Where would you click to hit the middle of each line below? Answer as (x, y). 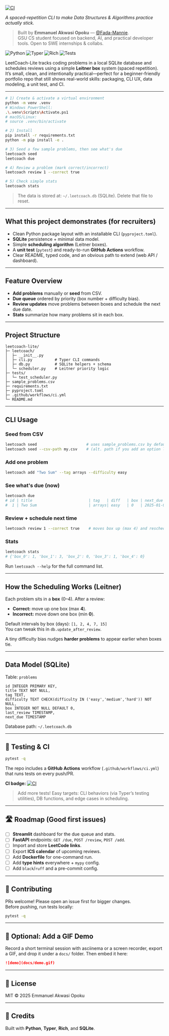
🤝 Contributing (29, 889)
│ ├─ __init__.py (24, 356)
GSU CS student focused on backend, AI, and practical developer (85, 38)
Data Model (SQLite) (37, 665)
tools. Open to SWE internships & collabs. (61, 43)
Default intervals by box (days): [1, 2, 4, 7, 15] (56, 624)
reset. (24, 201)
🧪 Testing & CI (27, 747)
